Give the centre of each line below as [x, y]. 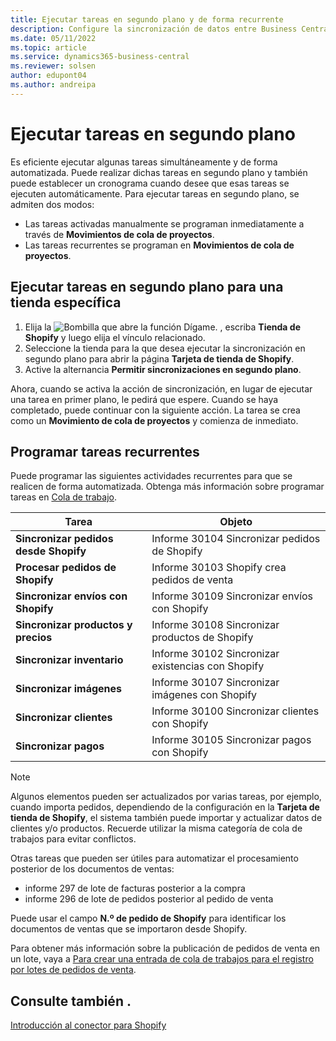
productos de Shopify [202, 638]
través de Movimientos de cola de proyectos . [119, 234]
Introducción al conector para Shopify [88, 1025]
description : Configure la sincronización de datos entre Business [154, 29]
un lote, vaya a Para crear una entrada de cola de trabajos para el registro [162, 959]
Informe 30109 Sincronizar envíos [232, 596]
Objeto [236, 522]
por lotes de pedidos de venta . [73, 970]
